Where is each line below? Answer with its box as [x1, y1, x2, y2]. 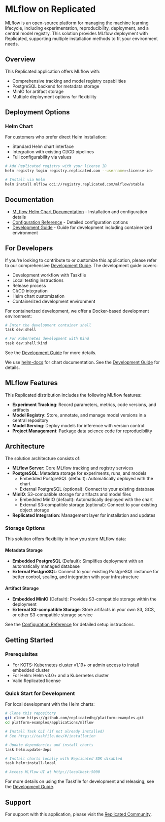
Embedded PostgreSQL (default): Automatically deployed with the [19, 475, 154, 481]
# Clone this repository [5, 711, 56, 716]
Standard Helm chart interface [12, 143, 74, 149]
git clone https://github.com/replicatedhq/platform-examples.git [5, 716, 144, 721]
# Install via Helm [5, 177, 45, 183]
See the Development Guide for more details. [5, 350, 97, 356]
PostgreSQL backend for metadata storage [12, 83, 99, 89]
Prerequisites [5, 650, 38, 657]
